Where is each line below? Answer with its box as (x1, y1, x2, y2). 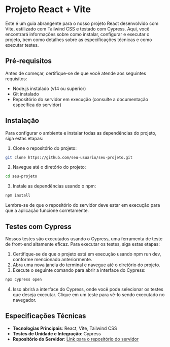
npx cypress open (5, 277, 42, 282)
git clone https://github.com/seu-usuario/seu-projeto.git (5, 155, 133, 160)
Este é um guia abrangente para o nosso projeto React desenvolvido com (5, 20, 159, 26)
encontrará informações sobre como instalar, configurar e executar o (5, 31, 150, 37)
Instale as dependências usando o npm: (12, 183, 96, 189)
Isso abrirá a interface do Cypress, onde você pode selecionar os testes (12, 286, 163, 292)
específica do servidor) (12, 102, 62, 108)
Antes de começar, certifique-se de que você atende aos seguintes (5, 70, 146, 76)
